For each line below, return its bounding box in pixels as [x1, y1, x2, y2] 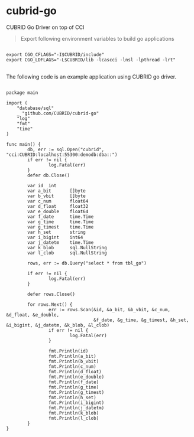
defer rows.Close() [27, 291, 76, 297]
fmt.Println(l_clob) [48, 415, 99, 421]
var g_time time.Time [27, 218, 94, 225]
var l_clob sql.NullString [27, 250, 108, 256]
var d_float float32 [27, 203, 89, 209]
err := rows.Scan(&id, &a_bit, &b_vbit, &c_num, [48, 306, 170, 312]
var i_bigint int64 [27, 234, 83, 240]
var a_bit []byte [27, 188, 86, 194]
